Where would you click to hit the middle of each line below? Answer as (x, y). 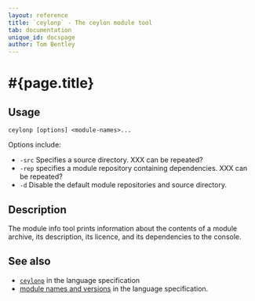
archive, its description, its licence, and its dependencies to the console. (125, 237)
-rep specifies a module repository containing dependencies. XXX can (133, 169)
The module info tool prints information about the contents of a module (123, 228)
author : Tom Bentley (42, 45)
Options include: (35, 145)
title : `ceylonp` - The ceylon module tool (80, 23)
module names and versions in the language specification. (114, 288)
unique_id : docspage (42, 37)
